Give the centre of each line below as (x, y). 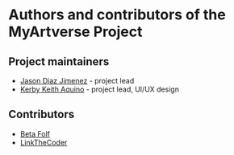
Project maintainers (59, 61)
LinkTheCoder (44, 142)
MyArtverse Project (75, 32)
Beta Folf (35, 133)
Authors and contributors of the (117, 15)
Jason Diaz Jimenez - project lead (77, 81)
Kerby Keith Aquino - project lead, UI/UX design (100, 89)
